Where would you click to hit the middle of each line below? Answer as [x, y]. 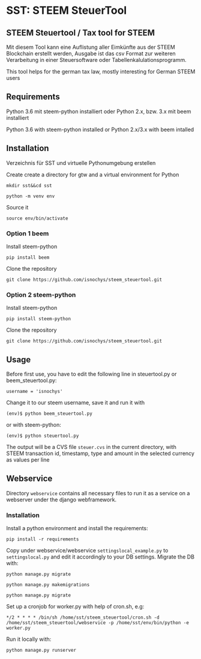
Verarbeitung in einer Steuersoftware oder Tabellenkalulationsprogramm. [97, 60]
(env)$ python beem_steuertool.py [49, 414]
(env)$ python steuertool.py [43, 436]
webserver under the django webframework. [61, 500]
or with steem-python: [34, 425]
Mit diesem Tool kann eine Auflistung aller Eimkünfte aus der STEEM [91, 47]
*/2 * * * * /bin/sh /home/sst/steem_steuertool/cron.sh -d [83, 617]
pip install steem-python [38, 319]
